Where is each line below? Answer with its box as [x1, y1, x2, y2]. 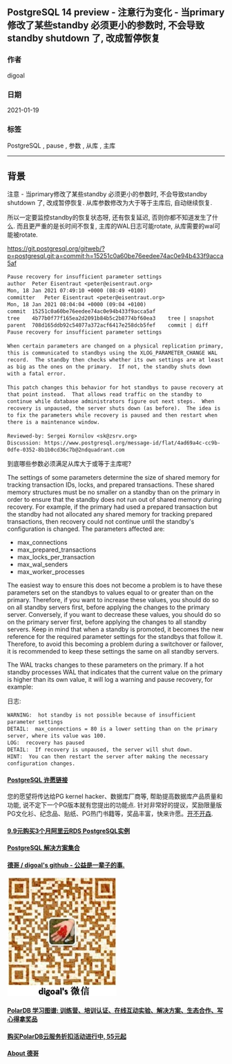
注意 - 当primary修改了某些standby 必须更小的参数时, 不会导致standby [7, 190, 207, 199]
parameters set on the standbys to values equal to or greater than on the [7, 588, 214, 597]
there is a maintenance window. [7, 419, 100, 426]
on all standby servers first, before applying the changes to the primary [7, 603, 210, 611]
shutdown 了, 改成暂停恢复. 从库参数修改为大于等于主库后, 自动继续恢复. [7, 199, 213, 207]
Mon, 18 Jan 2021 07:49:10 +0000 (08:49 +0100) [7, 287, 147, 294]
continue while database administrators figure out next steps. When [7, 398, 215, 405]
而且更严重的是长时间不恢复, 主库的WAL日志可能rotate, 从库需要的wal [16, 222, 215, 231]
